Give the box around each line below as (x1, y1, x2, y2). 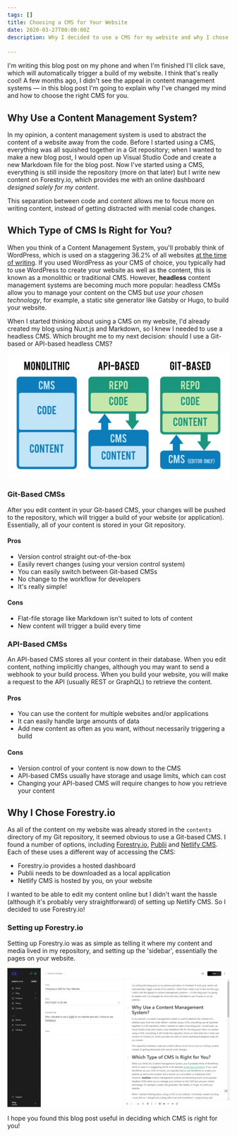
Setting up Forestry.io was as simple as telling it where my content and (7, 939, 213, 947)
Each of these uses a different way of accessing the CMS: (7, 848, 176, 856)
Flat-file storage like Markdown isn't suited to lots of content (17, 614, 193, 622)
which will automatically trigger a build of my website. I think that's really (7, 69, 219, 78)
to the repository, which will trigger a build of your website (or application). (7, 513, 224, 521)
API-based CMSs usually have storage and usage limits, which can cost (17, 771, 226, 779)
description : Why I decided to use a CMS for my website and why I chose (7, 34, 229, 41)
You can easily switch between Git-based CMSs (17, 567, 157, 576)
